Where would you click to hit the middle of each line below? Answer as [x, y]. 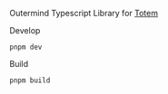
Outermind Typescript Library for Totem [84, 13]
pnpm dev [26, 47]
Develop [25, 30]
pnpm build [30, 80]
